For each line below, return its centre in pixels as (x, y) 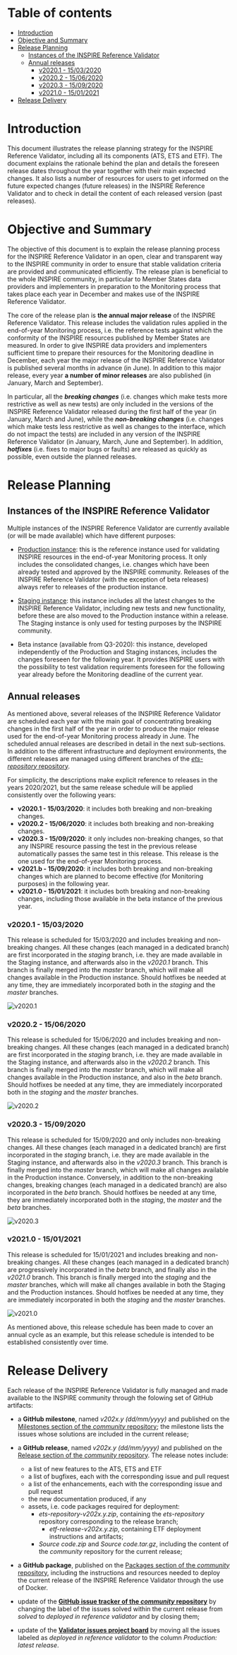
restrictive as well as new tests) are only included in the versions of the (110, 404)
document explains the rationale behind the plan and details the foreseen (114, 163)
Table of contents (60, 13)
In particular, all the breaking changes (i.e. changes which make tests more (117, 396)
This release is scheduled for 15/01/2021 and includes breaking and (105, 1254)
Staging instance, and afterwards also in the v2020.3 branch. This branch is (117, 1162)
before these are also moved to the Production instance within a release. (123, 616)
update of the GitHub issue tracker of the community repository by (117, 1601)
